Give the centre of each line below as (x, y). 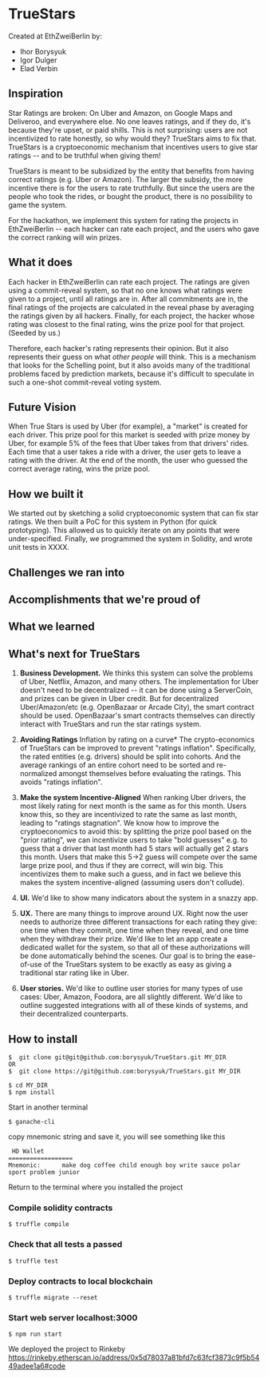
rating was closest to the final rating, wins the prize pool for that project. (127, 324)
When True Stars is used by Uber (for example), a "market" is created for (128, 426)
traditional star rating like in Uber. (74, 973)
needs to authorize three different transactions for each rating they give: (138, 922)
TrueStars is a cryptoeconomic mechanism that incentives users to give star (133, 147)
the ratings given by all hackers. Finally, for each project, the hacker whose (132, 316)
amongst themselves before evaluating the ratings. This (150, 774)
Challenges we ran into (67, 572)
